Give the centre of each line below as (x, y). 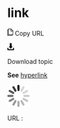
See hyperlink (28, 75)
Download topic (30, 61)
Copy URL (29, 33)
